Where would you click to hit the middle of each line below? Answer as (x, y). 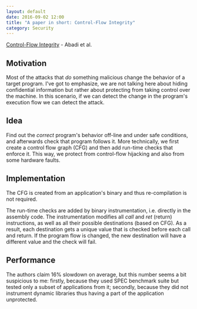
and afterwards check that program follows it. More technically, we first (93, 141)
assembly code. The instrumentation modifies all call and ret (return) (89, 217)
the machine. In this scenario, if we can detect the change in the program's (97, 96)
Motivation (26, 63)
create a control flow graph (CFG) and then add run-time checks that (90, 147)
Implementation (36, 179)
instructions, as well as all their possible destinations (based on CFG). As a (96, 223)
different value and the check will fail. (51, 241)
